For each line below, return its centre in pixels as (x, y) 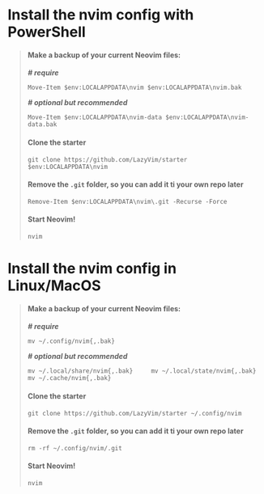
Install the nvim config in (92, 269)
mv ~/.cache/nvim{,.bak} (69, 378)
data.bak (42, 125)
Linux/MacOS (55, 286)
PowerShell (47, 32)
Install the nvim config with (101, 15)
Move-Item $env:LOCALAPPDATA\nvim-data (95, 118)
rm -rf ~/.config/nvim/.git (75, 448)
